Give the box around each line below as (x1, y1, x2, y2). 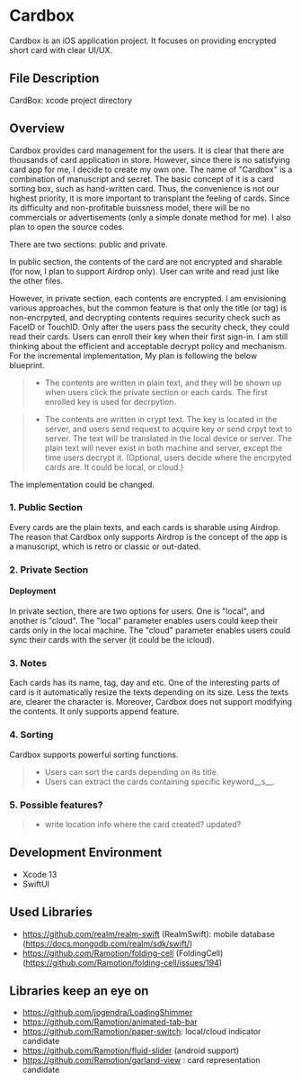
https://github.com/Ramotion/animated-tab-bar (22, 1016, 198, 1027)
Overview (9, 121, 66, 136)
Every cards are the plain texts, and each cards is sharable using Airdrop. (9, 521, 280, 532)
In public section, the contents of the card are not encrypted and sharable (9, 256, 283, 266)
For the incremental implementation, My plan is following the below (9, 350, 258, 361)
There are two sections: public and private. (9, 239, 168, 249)
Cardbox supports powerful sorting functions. (9, 749, 179, 760)
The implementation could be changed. (9, 479, 155, 490)
